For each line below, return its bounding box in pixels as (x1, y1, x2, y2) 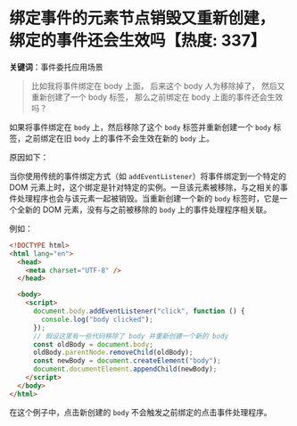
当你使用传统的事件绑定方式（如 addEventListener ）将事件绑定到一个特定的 (9, 170, 287, 181)
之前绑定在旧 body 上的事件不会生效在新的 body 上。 (24, 133, 215, 143)
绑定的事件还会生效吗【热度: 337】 (9, 30, 267, 51)
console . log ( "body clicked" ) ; (41, 315, 153, 324)
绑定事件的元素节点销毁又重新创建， (9, 8, 276, 29)
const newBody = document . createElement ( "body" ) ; (32, 356, 221, 365)
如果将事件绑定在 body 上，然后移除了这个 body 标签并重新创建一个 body (9, 121, 272, 132)
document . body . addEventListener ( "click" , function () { (32, 307, 245, 316)
